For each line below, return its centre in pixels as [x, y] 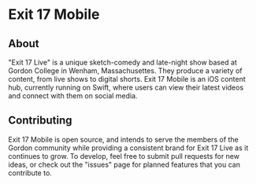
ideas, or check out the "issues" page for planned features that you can [124, 164]
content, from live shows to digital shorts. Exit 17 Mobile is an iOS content [127, 79]
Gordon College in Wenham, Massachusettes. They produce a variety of [125, 71]
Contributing [40, 121]
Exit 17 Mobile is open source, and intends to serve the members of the [123, 139]
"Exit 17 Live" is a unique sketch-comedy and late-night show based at [123, 62]
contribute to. [30, 173]
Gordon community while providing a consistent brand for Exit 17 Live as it [128, 148]
